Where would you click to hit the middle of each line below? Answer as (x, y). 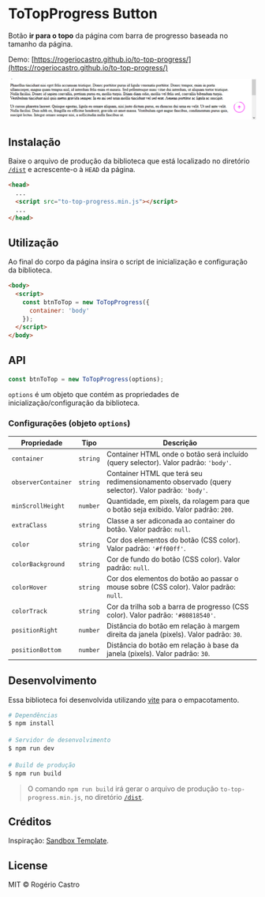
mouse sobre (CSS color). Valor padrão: (171, 587)
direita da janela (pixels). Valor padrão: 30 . (174, 634)
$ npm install (32, 723)
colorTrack (29, 612)
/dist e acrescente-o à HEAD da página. (72, 169)
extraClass (29, 526)
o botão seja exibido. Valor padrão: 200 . (170, 509)
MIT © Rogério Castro (44, 884)
